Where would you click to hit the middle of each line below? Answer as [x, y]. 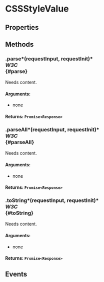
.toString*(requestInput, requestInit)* [52, 200]
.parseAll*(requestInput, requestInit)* [52, 129]
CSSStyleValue [37, 9]
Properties [22, 27]
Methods [19, 44]
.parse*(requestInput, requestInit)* [49, 58]
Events [16, 274]
